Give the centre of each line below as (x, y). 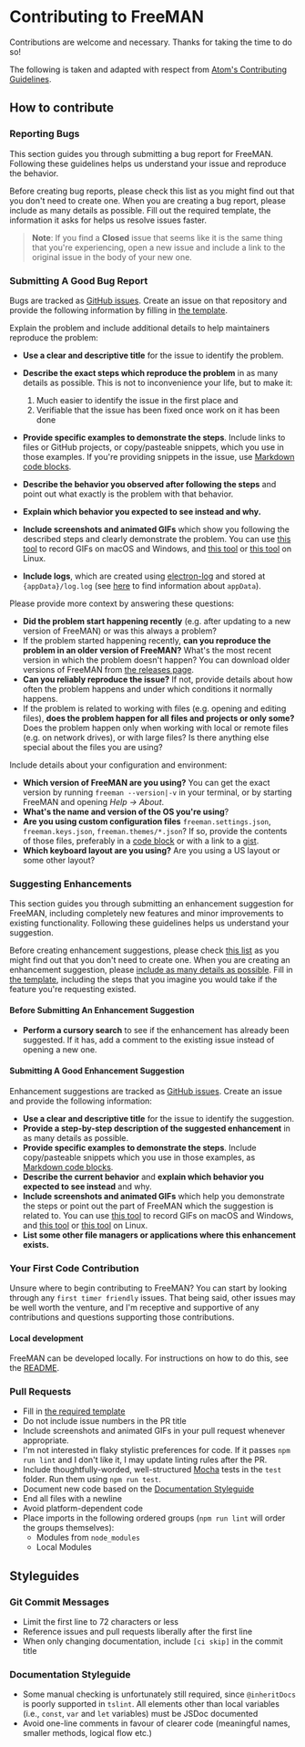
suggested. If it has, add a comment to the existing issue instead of (148, 1040)
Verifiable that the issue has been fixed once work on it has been (158, 410)
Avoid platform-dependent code (83, 1509)
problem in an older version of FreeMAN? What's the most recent (147, 650)
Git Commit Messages (59, 1602)
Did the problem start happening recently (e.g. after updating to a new (157, 621)
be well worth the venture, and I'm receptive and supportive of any (134, 1307)
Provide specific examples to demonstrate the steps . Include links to (154, 437)
